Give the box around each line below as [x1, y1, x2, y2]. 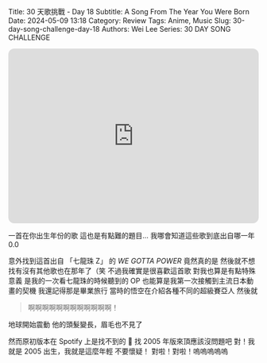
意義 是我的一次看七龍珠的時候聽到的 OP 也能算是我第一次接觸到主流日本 [8, 276, 247, 285]
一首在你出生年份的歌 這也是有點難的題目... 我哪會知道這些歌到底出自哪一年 [8, 231, 255, 240]
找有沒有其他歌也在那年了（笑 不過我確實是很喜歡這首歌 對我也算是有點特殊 [8, 266, 256, 276]
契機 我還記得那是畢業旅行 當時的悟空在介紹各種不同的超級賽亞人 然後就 [21, 286, 258, 295]
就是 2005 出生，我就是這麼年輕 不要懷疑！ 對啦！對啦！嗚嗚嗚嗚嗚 [8, 346, 229, 356]
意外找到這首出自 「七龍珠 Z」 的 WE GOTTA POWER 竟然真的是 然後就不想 [8, 257, 256, 265]
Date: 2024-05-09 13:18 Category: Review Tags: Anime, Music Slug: [8, 16, 232, 25]
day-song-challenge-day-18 [8, 25, 100, 33]
